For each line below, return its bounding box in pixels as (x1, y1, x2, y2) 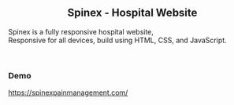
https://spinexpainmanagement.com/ (8, 88, 128, 97)
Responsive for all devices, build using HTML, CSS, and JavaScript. (8, 35, 227, 45)
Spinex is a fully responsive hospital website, (8, 27, 154, 36)
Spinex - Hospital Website (67, 6, 198, 20)
